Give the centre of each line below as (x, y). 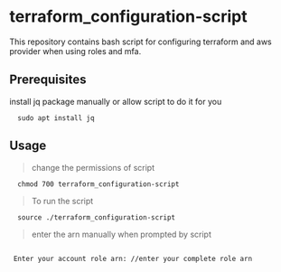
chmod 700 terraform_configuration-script (98, 184)
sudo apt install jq (56, 118)
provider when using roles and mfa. (75, 51)
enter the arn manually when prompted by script (122, 234)
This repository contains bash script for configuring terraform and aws (141, 42)
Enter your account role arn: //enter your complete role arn (133, 258)
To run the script (62, 201)
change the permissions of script (93, 167)
